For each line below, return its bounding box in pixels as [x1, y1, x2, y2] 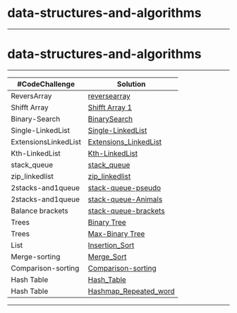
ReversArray [11, 90, 52, 100]
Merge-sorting [11, 252, 61, 261]
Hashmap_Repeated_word [87, 286, 175, 296]
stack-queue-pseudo [87, 182, 162, 192]
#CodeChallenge [17, 79, 75, 89]
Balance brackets [11, 206, 68, 215]
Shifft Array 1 [87, 102, 133, 112]
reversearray [87, 90, 130, 100]
